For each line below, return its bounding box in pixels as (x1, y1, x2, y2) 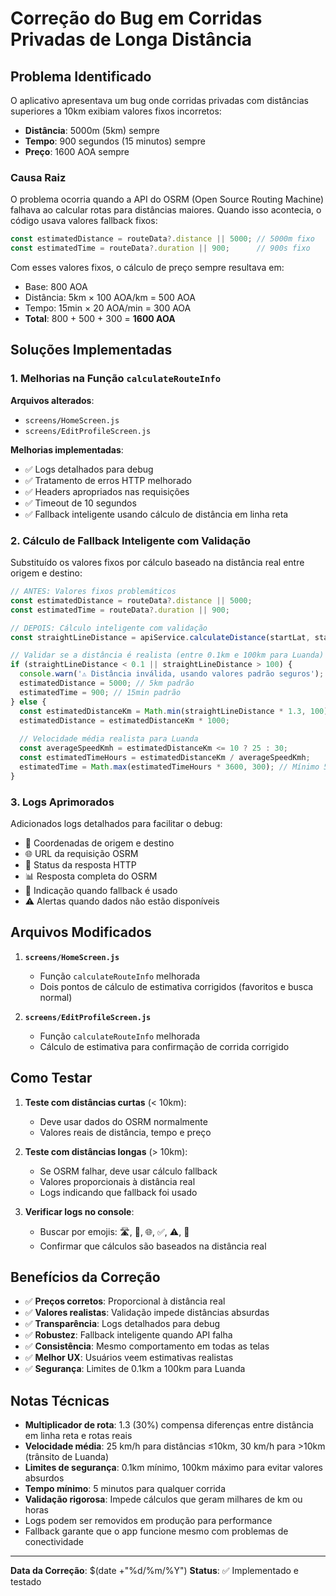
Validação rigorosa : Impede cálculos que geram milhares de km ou (24, 1493, 303, 1506)
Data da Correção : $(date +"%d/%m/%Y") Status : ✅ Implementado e (10, 1565, 299, 1577)
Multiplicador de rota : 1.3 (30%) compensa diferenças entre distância (24, 1419, 314, 1431)
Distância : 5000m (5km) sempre (24, 125, 160, 136)
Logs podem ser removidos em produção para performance (24, 1515, 273, 1527)
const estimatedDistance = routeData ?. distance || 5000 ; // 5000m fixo (10, 234, 315, 244)
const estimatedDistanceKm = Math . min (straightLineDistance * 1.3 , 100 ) (19, 706, 329, 716)
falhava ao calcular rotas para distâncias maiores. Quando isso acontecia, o (10, 204, 322, 216)
